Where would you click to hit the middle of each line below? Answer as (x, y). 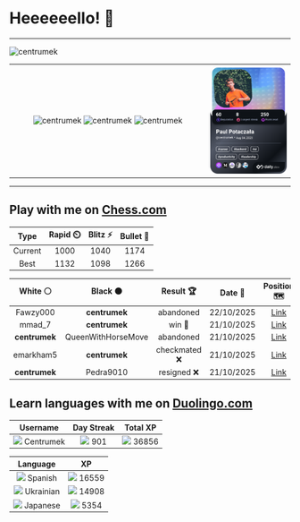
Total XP (141, 427)
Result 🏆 (179, 291)
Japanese (42, 505)
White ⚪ (35, 291)
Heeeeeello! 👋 (62, 18)
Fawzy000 (35, 312)
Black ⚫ (107, 291)
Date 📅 (233, 292)
